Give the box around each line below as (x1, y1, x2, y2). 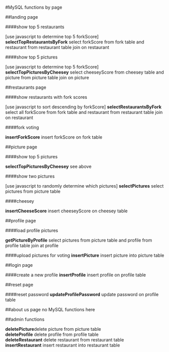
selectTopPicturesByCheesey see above (5, 163, 92, 169)
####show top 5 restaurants (5, 24, 65, 30)
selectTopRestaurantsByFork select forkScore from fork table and (5, 39, 145, 45)
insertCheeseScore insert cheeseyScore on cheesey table (5, 208, 128, 214)
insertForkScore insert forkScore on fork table (5, 134, 102, 140)
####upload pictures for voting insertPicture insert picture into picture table (5, 252, 164, 258)
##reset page (5, 282, 34, 287)
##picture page (5, 144, 38, 150)
